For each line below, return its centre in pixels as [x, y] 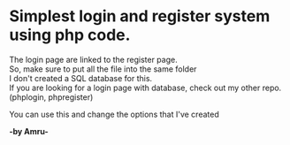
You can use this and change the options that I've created [114, 114]
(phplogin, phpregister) [51, 97]
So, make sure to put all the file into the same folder [103, 69]
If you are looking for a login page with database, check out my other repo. [145, 88]
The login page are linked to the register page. [94, 59]
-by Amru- [29, 131]
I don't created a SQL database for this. [81, 78]
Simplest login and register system [140, 16]
